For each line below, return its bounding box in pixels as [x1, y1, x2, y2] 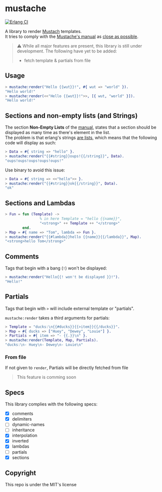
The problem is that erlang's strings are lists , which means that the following [5, 135, 157, 141]
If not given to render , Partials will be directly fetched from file [5, 365, 129, 371]
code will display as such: [5, 140, 57, 146]
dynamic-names [12, 422, 45, 427]
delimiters [12, 416, 32, 422]
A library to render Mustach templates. [5, 28, 82, 34]
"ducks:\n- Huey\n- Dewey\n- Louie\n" [5, 342, 83, 347]
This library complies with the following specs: [5, 401, 98, 407]
